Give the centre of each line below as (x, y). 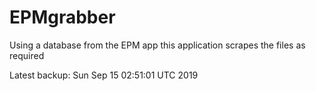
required (27, 55)
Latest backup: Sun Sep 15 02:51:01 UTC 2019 (104, 75)
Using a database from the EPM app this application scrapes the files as (157, 45)
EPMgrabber (62, 17)
